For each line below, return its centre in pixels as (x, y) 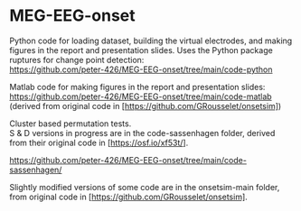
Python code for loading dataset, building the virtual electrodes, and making (151, 41)
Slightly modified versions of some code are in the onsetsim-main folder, (145, 187)
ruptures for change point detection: (77, 60)
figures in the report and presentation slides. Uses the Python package (141, 50)
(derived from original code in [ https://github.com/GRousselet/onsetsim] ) (146, 105)
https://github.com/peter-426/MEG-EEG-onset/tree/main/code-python (141, 69)
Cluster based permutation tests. (71, 124)
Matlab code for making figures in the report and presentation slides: (137, 87)
